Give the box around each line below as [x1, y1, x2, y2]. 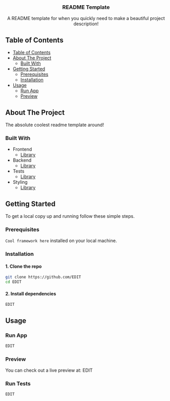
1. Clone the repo [5, 263, 42, 269]
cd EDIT [5, 280, 22, 285]
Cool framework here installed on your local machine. [5, 238, 117, 244]
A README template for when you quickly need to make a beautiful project [7, 15, 165, 22]
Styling [12, 179, 28, 185]
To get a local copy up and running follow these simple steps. [5, 213, 135, 219]
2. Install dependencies [5, 290, 56, 297]
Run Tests [5, 380, 31, 387]
